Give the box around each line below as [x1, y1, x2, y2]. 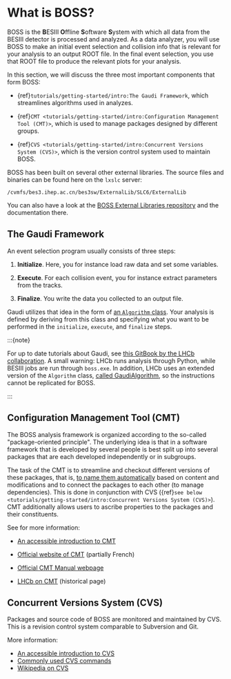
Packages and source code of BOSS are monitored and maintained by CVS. [7, 615, 222, 624]
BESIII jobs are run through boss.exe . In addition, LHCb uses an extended [7, 364, 215, 372]
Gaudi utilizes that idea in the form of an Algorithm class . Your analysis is [7, 308, 214, 316]
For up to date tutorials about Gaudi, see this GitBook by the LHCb [7, 349, 195, 357]
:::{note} [7, 335, 31, 344]
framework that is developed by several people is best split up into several [7, 445, 219, 454]
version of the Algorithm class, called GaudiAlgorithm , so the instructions [7, 371, 215, 380]
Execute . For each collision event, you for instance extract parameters [17, 273, 217, 281]
